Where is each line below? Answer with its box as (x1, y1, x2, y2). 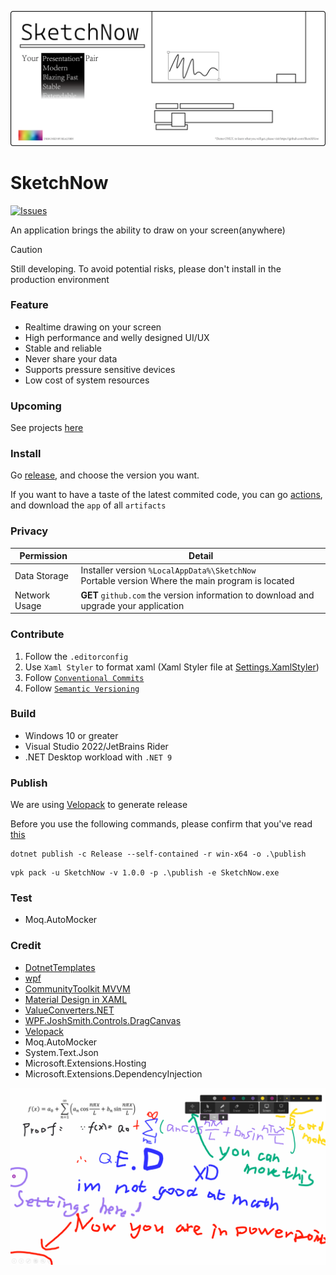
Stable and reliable (24, 342, 102, 354)
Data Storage (14, 569, 69, 581)
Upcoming (10, 399, 62, 413)
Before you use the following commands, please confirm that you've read (10, 818, 313, 830)
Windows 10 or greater (24, 729, 119, 741)
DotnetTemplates (24, 961, 96, 973)
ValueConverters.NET (24, 1004, 115, 1016)
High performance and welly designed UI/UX (24, 331, 210, 343)
